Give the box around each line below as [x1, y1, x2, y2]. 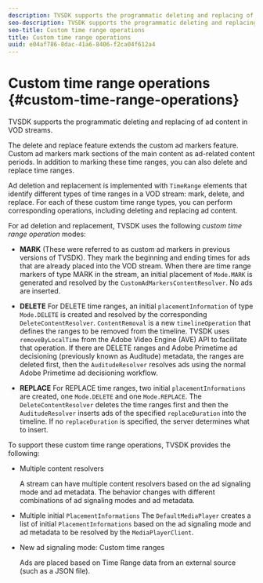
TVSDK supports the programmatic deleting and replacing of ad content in [8, 117, 248, 126]
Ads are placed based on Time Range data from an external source [19, 558, 236, 567]
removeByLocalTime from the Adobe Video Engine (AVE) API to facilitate [19, 335, 247, 344]
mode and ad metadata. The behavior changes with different [19, 487, 215, 497]
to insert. [19, 425, 49, 435]
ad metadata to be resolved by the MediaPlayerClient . [19, 527, 194, 537]
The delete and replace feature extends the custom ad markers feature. [8, 140, 239, 150]
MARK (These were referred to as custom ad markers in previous [19, 245, 231, 254]
